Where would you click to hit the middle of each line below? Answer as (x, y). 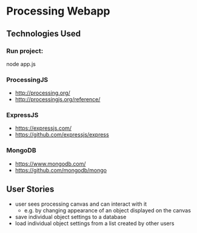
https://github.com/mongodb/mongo (61, 170)
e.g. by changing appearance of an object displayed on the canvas (107, 210)
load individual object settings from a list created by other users (95, 223)
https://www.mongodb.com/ (50, 164)
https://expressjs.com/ (43, 128)
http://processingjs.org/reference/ (58, 100)
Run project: (25, 51)
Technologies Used (43, 34)
